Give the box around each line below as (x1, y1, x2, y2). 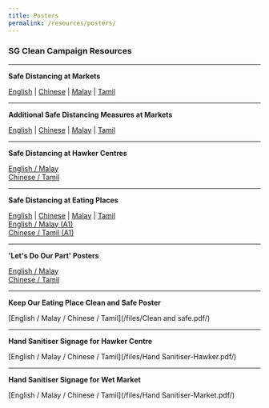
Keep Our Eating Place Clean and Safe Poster (8, 298, 162, 307)
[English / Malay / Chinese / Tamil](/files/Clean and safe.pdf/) (8, 313, 211, 322)
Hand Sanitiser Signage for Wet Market (8, 374, 142, 384)
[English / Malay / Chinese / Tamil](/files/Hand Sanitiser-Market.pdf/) (8, 390, 235, 400)
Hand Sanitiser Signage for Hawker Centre (8, 336, 153, 346)
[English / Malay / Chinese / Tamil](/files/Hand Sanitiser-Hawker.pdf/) (8, 351, 237, 361)
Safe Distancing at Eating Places (8, 195, 118, 205)
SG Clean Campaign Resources (8, 46, 132, 57)
